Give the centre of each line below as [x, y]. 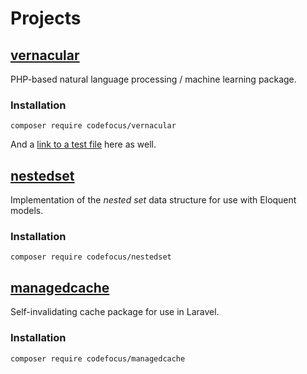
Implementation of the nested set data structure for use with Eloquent [153, 200]
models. [27, 211]
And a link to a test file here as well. [83, 144]
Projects [46, 18]
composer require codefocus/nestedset [91, 257]
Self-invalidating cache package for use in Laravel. [115, 312]
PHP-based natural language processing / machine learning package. [153, 79]
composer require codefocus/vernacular [93, 126]
